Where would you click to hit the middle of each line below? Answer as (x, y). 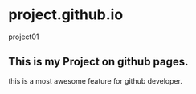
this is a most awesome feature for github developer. (96, 80)
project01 (24, 37)
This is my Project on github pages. (98, 62)
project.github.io (66, 15)
